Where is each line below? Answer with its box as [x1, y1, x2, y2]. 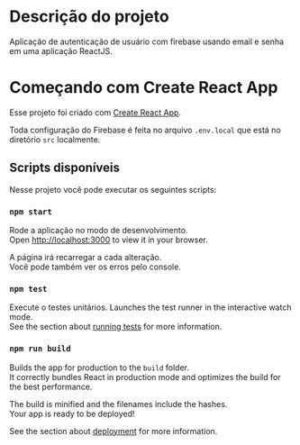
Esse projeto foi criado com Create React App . [9, 106, 182, 118]
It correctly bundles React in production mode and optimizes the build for [9, 371, 281, 382]
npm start [9, 206, 52, 217]
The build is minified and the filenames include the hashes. [9, 398, 228, 409]
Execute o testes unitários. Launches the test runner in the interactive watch [9, 302, 292, 313]
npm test [9, 284, 48, 294]
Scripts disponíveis [9, 160, 120, 176]
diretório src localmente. [9, 133, 101, 145]
